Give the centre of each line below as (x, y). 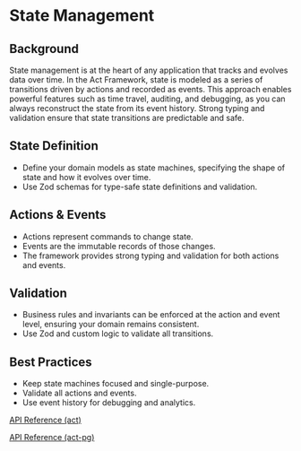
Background (44, 49)
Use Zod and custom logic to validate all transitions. (118, 334)
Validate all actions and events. (79, 393)
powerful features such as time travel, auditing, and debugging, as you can (147, 99)
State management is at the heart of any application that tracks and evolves (149, 70)
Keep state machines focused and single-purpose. (116, 384)
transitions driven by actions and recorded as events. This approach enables (150, 89)
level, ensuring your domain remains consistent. (111, 325)
